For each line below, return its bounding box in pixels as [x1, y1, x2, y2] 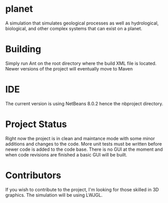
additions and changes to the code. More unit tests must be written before [5, 141, 162, 147]
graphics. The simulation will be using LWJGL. [5, 192, 103, 198]
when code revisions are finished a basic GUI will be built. [5, 151, 128, 157]
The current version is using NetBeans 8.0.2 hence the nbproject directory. [5, 100, 163, 106]
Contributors [5, 169, 61, 181]
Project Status [5, 119, 68, 130]
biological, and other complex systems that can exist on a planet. [5, 25, 142, 31]
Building [5, 43, 41, 55]
